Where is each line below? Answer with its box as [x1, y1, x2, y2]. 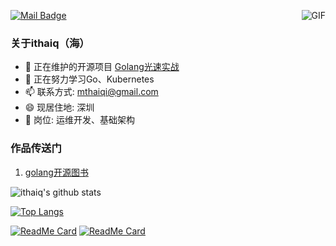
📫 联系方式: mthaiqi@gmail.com [24, 86, 159, 98]
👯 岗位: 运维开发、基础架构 [24, 114, 135, 126]
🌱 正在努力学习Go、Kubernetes [24, 73, 155, 85]
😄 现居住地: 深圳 [24, 101, 95, 114]
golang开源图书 [24, 166, 89, 178]
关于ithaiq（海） [10, 36, 90, 50]
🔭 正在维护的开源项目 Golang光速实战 [24, 61, 180, 73]
